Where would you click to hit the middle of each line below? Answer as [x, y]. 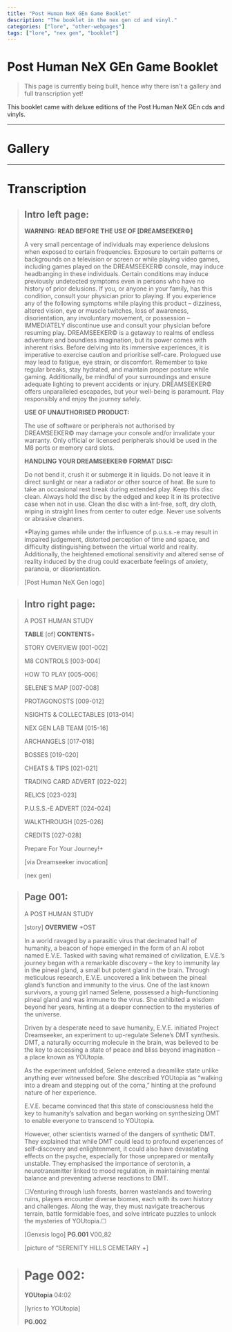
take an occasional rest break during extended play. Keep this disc [119, 489]
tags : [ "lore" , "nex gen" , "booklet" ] [63, 33]
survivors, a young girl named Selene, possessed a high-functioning [121, 992]
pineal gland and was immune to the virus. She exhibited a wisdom [119, 999]
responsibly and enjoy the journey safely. [83, 399]
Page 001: [46, 897]
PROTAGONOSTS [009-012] [64, 701]
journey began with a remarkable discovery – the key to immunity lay [122, 962]
